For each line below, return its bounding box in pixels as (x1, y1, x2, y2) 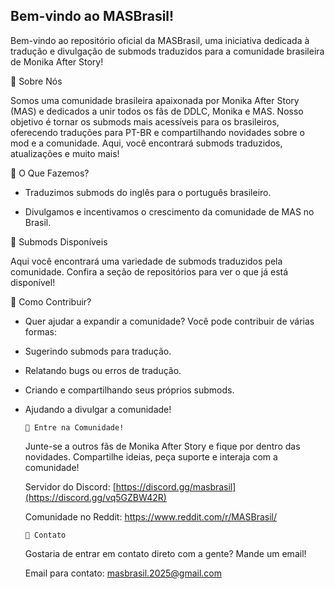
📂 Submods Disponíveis (10, 235, 108, 248)
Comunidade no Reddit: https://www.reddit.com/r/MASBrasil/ (24, 510, 277, 523)
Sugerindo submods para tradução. (24, 345, 172, 357)
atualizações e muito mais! (10, 147, 120, 159)
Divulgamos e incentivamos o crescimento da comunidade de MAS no (24, 205, 315, 218)
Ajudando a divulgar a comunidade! (24, 403, 172, 415)
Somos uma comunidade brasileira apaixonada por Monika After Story (10, 94, 300, 106)
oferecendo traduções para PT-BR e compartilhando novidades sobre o (10, 126, 305, 138)
